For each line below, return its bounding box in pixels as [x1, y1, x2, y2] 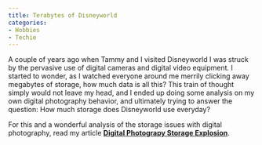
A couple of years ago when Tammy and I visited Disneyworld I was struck [8, 55, 249, 64]
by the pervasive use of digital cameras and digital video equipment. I [8, 63, 234, 73]
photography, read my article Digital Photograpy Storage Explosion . [8, 129, 230, 138]
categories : [8, 19, 47, 27]
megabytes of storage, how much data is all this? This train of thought [8, 80, 235, 89]
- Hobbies [8, 26, 41, 34]
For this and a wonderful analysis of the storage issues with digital [8, 120, 222, 129]
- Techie [8, 33, 37, 42]
